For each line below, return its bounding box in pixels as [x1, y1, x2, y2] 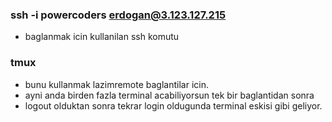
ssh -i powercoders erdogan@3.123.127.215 [10, 8, 227, 22]
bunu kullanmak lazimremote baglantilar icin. [24, 78, 209, 90]
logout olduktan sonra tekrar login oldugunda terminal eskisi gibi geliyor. [24, 99, 323, 112]
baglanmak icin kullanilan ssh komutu [24, 31, 180, 43]
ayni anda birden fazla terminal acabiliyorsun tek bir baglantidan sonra [24, 89, 315, 101]
